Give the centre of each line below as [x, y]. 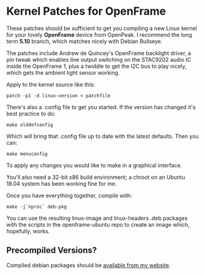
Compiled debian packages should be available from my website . [88, 265]
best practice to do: [31, 113]
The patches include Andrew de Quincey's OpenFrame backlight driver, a [99, 53]
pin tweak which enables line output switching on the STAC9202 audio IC [99, 59]
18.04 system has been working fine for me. [62, 183]
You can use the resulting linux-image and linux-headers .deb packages [97, 218]
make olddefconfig [30, 125]
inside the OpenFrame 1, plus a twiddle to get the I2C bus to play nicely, [96, 66]
